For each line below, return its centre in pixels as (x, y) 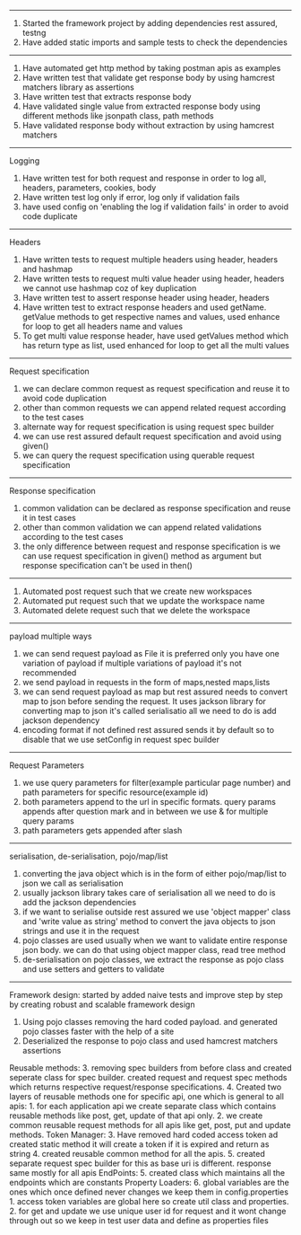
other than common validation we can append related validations (142, 527)
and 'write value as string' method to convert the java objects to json (149, 921)
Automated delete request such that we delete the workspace (136, 610)
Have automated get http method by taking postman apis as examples (151, 68)
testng (34, 33)
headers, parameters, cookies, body (89, 188)
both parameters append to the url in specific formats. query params (149, 802)
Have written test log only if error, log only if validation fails (131, 197)
